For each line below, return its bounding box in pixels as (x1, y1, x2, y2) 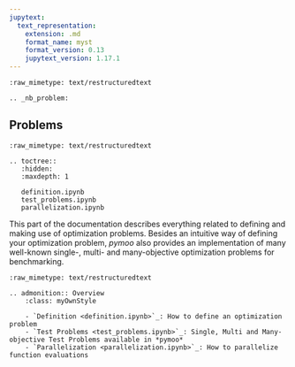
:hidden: (20, 164, 53, 173)
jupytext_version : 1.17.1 (25, 54, 121, 63)
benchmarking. (9, 256, 64, 266)
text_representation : (17, 21, 97, 30)
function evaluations (9, 350, 89, 359)
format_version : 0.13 (25, 46, 104, 55)
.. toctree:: (9, 157, 57, 165)
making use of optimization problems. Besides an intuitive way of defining (9, 227, 278, 239)
